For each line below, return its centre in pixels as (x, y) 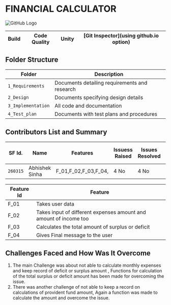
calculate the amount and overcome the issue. (61, 298)
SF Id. (16, 152)
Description (109, 74)
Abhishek (40, 168)
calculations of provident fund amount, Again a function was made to (85, 293)
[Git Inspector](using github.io (121, 35)
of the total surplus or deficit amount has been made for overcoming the (88, 276)
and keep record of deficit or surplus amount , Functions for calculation (87, 271)
